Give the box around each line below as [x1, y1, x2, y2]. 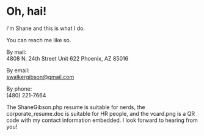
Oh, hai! [6, 4, 47, 18]
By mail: [6, 48, 26, 56]
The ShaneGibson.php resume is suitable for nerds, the [6, 103, 145, 111]
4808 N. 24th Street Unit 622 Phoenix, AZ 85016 [6, 55, 129, 62]
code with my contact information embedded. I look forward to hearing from [6, 116, 198, 124]
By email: [6, 66, 30, 74]
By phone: [6, 85, 32, 93]
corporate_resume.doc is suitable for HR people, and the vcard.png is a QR [6, 110, 195, 117]
